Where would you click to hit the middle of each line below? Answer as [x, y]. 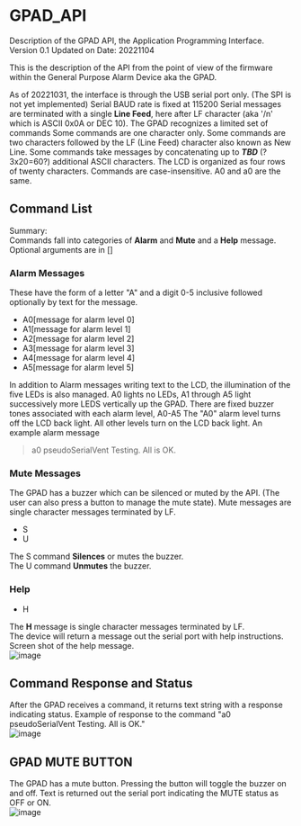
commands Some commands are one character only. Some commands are [147, 132]
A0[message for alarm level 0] [78, 319]
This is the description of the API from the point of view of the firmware [141, 67]
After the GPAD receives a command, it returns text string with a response [146, 705]
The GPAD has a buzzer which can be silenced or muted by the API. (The [145, 493]
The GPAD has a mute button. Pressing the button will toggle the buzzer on [148, 784]
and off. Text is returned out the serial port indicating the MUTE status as [144, 794]
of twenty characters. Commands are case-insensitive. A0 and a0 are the [145, 171]
